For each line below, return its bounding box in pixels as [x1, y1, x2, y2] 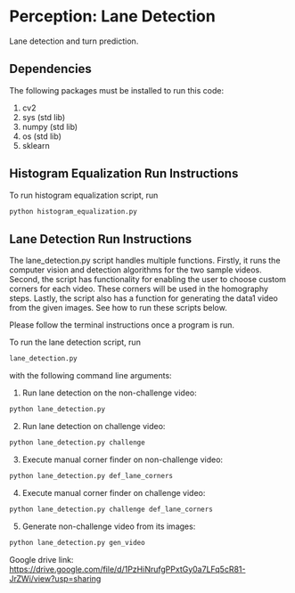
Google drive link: [9, 554, 74, 565]
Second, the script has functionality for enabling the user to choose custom [9, 274, 287, 285]
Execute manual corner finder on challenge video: [21, 487, 206, 498]
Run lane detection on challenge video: [21, 421, 166, 431]
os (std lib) [21, 131, 62, 142]
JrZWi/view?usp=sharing [9, 573, 102, 584]
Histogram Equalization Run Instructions [9, 167, 239, 182]
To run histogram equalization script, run [9, 190, 159, 200]
